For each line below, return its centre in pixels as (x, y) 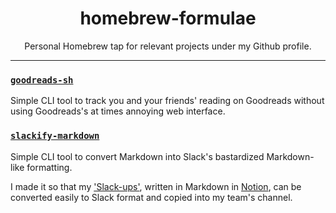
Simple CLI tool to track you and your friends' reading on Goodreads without (167, 101)
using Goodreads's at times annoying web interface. (118, 111)
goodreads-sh (42, 80)
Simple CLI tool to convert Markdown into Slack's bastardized (137, 156)
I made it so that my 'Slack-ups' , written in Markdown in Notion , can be (156, 186)
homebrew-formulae (168, 18)
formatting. (49, 167)
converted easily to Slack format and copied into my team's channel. (151, 197)
